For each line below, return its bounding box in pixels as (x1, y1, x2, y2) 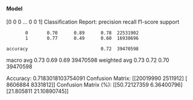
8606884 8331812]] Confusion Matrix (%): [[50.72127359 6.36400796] (6, 81, 183, 88)
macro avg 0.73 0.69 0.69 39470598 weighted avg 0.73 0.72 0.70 (6, 56, 169, 64)
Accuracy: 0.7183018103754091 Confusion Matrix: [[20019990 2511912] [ (6, 75, 188, 82)
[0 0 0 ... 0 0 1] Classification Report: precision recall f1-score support (6, 18, 180, 25)
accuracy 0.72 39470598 (6, 46, 139, 52)
